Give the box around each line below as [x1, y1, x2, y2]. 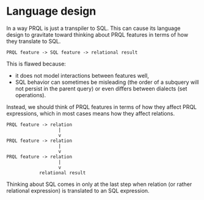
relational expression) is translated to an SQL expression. [6, 187, 150, 194]
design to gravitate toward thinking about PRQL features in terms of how [6, 31, 188, 38]
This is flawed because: [6, 60, 66, 67]
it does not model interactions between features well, [15, 72, 150, 79]
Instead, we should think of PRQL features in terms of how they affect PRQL [6, 103, 197, 111]
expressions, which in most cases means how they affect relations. [6, 109, 175, 117]
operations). [15, 91, 46, 98]
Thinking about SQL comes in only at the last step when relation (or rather [6, 180, 192, 188]
